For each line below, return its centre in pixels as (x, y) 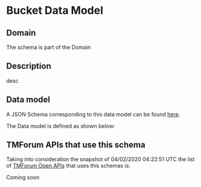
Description (29, 66)
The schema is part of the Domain (49, 47)
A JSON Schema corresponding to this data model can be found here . (93, 114)
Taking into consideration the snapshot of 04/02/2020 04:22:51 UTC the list (101, 159)
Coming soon (23, 177)
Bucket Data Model (55, 11)
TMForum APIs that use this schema (76, 145)
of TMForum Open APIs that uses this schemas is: (69, 166)
